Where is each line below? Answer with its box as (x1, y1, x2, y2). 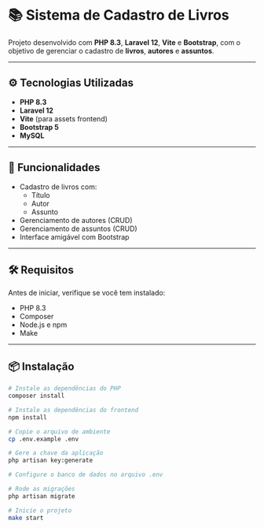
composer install (8, 392, 65, 400)
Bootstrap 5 (19, 122, 59, 132)
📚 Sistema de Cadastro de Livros (8, 6, 229, 24)
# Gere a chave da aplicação (8, 449, 104, 457)
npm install (8, 413, 47, 422)
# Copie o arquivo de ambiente (8, 427, 111, 436)
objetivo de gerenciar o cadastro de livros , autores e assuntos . (8, 46, 214, 55)
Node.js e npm (19, 320, 68, 329)
